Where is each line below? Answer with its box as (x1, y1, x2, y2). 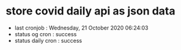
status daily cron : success (14, 37, 83, 44)
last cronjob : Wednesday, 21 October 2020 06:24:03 (14, 24, 149, 31)
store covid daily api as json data (6, 4, 175, 18)
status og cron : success (14, 30, 77, 37)
